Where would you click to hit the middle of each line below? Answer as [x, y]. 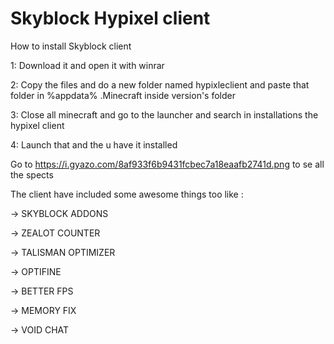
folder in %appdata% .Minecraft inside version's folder [123, 95]
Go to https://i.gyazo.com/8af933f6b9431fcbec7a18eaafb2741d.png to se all [167, 164]
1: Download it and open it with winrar [87, 65]
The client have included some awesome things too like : [127, 194]
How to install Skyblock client [71, 46]
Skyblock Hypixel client [110, 18]
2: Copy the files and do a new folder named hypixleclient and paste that [160, 84]
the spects [32, 174]
